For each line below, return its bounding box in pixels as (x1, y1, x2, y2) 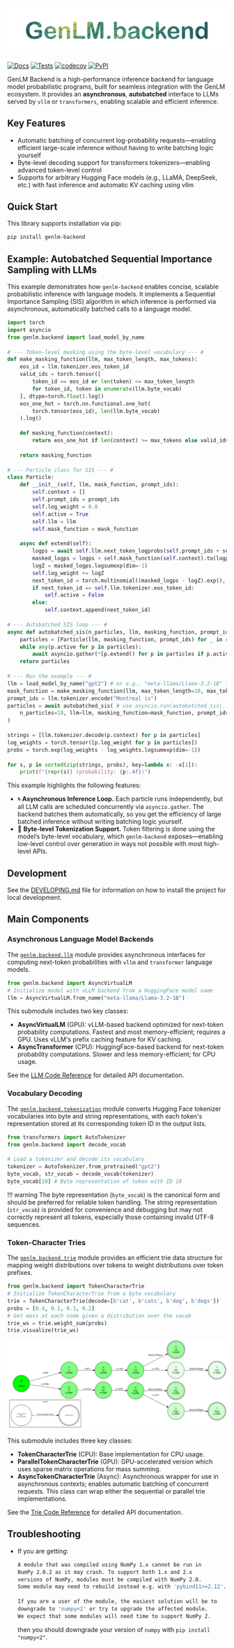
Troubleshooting (7, 1529, 81, 1540)
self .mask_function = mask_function (32, 525, 139, 532)
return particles (19, 658, 70, 665)
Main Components (7, 914, 89, 926)
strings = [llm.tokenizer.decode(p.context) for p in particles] (7, 732, 201, 739)
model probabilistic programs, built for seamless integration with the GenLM (7, 82, 226, 91)
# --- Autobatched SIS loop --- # (7, 621, 108, 628)
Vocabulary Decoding (7, 1088, 83, 1098)
